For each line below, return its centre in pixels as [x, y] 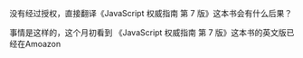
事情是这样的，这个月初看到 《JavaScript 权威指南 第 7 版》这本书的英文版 [148, 33]
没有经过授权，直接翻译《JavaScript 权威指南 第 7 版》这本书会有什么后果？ [151, 13]
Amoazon [43, 44]
